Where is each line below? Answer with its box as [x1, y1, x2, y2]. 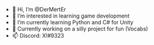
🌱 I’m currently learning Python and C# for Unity [12, 19, 134, 26]
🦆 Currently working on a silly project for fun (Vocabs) [12, 25, 148, 32]
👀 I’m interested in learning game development [12, 12, 130, 19]
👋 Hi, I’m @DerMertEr [12, 6, 66, 13]
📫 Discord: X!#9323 [12, 32, 64, 39]
